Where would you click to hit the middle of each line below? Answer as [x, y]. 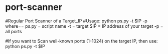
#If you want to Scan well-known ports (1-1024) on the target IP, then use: [81, 41]
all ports [14, 31]
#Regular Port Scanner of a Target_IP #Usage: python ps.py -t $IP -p [76, 21]
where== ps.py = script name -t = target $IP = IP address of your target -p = [84, 26]
